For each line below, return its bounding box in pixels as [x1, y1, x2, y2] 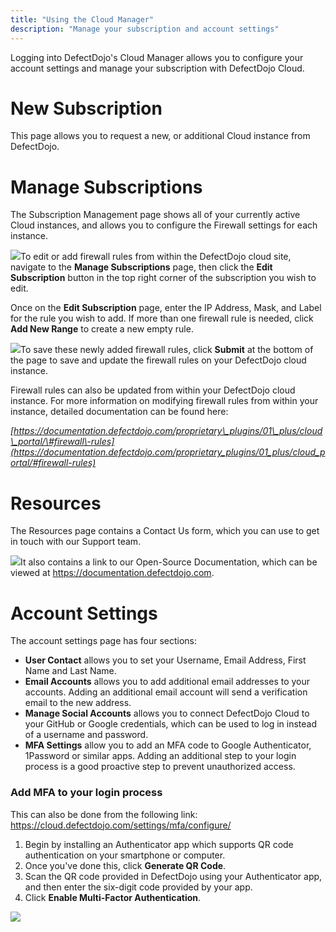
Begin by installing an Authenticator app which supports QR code [24, 838, 294, 850]
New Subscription [10, 97, 163, 120]
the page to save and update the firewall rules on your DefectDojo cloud [10, 354, 307, 366]
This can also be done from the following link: [10, 808, 198, 820]
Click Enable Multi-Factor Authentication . [24, 891, 202, 903]
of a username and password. [24, 729, 149, 741]
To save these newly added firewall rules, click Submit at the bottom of [20, 344, 314, 356]
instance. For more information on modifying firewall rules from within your [10, 395, 319, 407]
